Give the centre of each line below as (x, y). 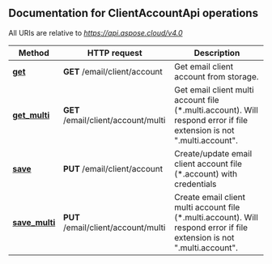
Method (34, 53)
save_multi (34, 222)
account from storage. (216, 76)
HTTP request (115, 53)
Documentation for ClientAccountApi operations (134, 13)
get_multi (31, 115)
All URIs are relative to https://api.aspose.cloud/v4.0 (96, 32)
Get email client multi (214, 90)
